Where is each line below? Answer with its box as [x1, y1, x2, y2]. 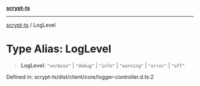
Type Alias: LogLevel [6, 42, 112, 56]
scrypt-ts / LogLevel [6, 21, 56, 28]
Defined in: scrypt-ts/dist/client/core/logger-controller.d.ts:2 [6, 73, 154, 80]
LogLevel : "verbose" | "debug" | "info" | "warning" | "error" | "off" [20, 62, 185, 69]
